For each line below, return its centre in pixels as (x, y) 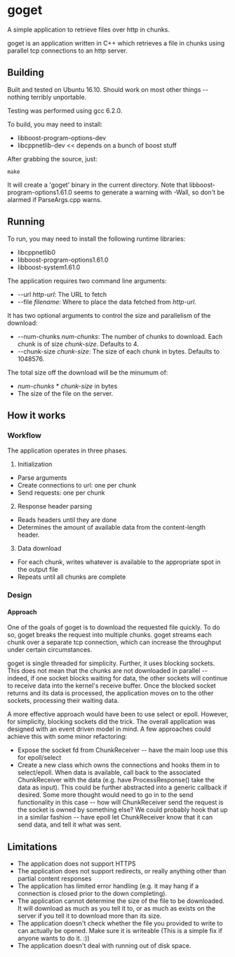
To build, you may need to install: (55, 124)
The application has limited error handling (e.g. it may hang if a (108, 886)
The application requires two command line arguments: (87, 281)
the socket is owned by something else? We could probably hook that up (122, 810)
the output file (38, 570)
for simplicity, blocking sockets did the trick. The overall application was (112, 722)
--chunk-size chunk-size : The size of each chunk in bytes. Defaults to (118, 351)
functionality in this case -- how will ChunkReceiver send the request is (120, 803)
